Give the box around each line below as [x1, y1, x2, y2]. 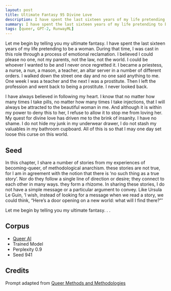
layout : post [5, 7, 33, 13]
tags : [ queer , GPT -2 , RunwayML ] [5, 26, 74, 32]
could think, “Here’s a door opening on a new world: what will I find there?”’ [5, 197, 163, 203]
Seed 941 [12, 251, 33, 257]
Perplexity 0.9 [12, 246, 42, 252]
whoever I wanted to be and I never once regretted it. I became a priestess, [5, 62, 163, 68]
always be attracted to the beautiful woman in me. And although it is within [5, 104, 162, 110]
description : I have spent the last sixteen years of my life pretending [5, 17, 165, 22]
